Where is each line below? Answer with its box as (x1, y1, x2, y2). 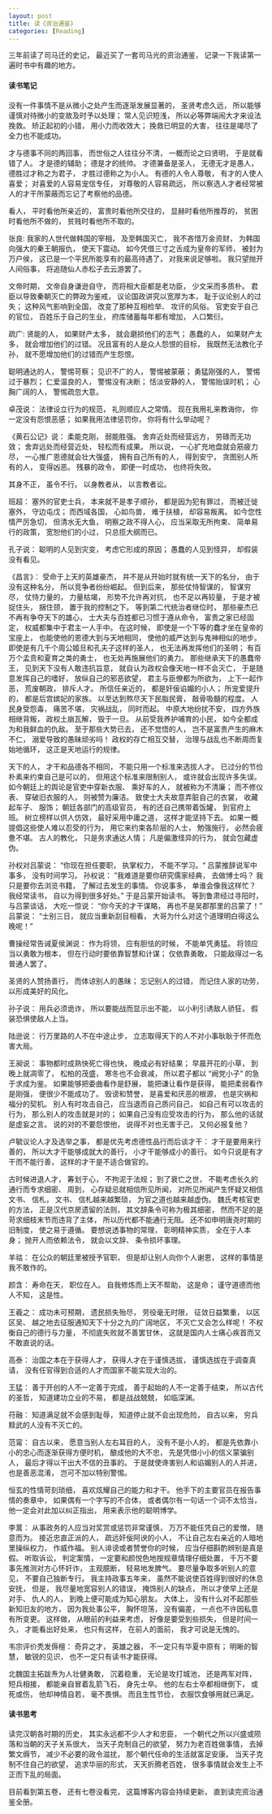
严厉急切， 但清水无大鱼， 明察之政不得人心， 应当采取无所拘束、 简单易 (15, 517, 258, 527)
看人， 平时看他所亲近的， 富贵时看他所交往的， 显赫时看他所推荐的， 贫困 (8, 206, 258, 215)
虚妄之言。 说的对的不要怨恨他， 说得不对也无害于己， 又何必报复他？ (15, 1119, 249, 1129)
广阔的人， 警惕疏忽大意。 (15, 387, 103, 397)
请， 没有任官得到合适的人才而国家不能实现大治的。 (8, 1365, 181, 1374)
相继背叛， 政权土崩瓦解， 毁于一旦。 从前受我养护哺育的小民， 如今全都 (8, 714, 252, 723)
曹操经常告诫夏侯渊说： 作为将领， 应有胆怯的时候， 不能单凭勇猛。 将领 (8, 938, 252, 948)
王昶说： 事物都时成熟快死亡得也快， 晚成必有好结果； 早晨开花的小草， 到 (8, 1058, 258, 1068)
